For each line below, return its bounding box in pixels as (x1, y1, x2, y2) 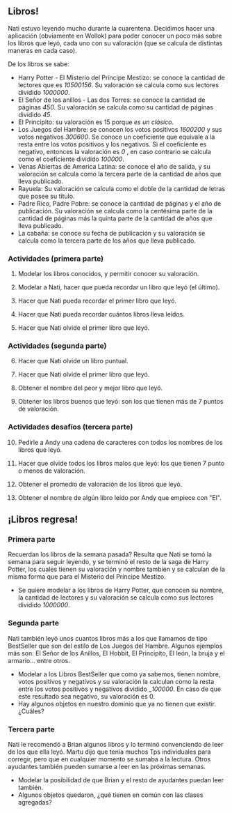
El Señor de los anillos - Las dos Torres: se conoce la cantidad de (17, 96, 206, 104)
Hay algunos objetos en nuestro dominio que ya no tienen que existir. (17, 699, 217, 708)
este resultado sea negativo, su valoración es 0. (17, 692, 156, 700)
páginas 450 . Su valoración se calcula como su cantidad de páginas (17, 102, 214, 111)
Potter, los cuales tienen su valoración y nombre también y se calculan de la (8, 565, 225, 574)
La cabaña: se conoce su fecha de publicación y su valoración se (17, 229, 206, 237)
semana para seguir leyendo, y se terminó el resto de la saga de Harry (8, 558, 209, 566)
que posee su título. (17, 192, 75, 200)
